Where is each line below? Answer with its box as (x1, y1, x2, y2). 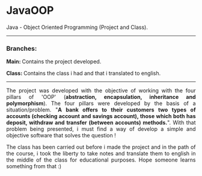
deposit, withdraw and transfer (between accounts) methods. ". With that (6, 119, 197, 127)
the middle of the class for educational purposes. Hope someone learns (6, 156, 196, 163)
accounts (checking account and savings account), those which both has (6, 113, 196, 120)
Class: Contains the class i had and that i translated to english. (6, 70, 161, 77)
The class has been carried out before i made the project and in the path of (6, 143, 196, 151)
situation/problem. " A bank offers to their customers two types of (6, 106, 196, 113)
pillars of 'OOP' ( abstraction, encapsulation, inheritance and (6, 93, 196, 101)
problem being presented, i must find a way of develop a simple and (6, 125, 196, 133)
